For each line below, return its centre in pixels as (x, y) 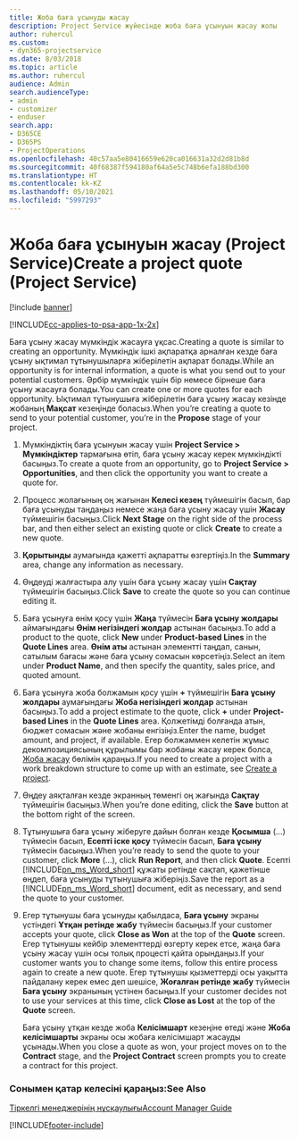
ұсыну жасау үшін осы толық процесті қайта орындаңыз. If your (143, 953)
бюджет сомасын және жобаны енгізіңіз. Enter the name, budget (144, 730)
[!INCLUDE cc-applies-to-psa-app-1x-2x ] (84, 324)
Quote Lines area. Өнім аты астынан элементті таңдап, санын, (141, 646)
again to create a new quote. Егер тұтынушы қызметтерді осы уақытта (155, 972)
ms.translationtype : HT (54, 175)
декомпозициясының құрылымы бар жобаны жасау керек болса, (148, 749)
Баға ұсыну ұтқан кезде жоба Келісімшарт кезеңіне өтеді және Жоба (156, 1027)
